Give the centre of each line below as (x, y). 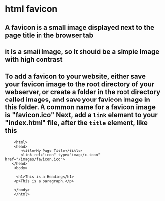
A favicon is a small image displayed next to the (80, 27)
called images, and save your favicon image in (78, 100)
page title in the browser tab (49, 35)
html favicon (31, 9)
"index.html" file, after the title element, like (77, 123)
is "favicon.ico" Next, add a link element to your (82, 115)
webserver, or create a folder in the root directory (83, 92)
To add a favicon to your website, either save (75, 76)
